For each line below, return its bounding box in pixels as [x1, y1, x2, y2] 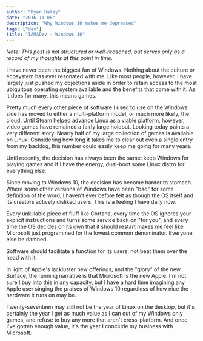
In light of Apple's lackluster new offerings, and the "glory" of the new [6, 266, 181, 273]
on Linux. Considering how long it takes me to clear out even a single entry [6, 136, 193, 143]
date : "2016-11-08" [6, 15, 56, 21]
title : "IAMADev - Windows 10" [6, 32, 85, 38]
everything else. [6, 167, 47, 175]
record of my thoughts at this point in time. [6, 55, 113, 62]
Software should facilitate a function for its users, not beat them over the [6, 248, 188, 255]
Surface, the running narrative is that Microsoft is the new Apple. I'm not [6, 272, 187, 280]
